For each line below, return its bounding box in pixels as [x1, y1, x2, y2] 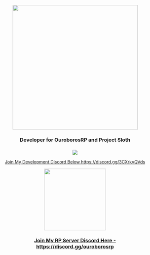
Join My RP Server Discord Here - [34, 237, 116, 244]
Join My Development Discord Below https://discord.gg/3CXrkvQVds [4, 159, 146, 164]
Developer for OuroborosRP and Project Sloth [19, 136, 131, 143]
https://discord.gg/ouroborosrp [36, 243, 114, 250]
